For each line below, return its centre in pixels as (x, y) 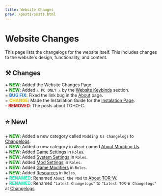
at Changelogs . (20, 189)
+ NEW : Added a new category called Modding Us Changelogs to (69, 136)
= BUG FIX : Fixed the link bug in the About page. (54, 95)
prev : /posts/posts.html (30, 14)
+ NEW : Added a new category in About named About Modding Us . (73, 147)
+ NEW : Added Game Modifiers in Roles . (46, 167)
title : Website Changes (29, 10)
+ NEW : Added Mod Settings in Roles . (43, 163)
